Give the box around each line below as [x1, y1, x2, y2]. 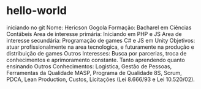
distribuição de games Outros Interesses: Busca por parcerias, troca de [6, 49, 187, 57]
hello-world [6, 4, 67, 18]
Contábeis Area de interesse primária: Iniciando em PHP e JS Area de [6, 30, 182, 37]
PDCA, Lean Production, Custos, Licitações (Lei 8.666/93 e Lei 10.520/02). [6, 76, 195, 83]
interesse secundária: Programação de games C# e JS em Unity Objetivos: [6, 37, 195, 44]
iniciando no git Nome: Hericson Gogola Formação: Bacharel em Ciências [6, 24, 192, 31]
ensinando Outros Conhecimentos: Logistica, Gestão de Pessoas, [6, 62, 172, 70]
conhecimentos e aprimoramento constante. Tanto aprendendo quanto [6, 56, 185, 63]
